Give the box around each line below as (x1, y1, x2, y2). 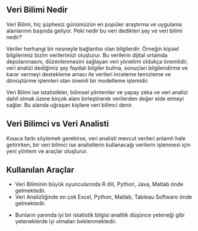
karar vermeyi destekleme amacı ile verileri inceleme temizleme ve (6, 70, 172, 77)
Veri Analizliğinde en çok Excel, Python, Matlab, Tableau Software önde (14, 193, 193, 200)
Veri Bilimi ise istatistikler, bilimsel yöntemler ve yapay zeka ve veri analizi (6, 88, 188, 95)
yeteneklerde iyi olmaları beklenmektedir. (14, 218, 117, 225)
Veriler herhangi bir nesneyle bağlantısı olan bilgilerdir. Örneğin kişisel (6, 45, 179, 52)
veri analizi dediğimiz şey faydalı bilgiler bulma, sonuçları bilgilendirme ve (6, 64, 188, 71)
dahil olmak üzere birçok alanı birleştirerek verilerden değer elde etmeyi (6, 95, 184, 102)
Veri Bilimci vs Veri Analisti (6, 119, 110, 129)
